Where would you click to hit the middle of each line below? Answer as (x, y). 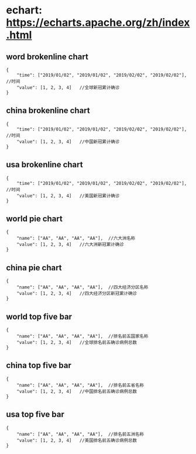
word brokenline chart (47, 56)
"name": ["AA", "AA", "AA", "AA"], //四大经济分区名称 (82, 287)
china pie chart (34, 268)
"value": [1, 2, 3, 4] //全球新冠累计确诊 (68, 88)
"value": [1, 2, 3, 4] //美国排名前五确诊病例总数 (77, 440)
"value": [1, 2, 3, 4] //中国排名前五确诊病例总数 (77, 391)
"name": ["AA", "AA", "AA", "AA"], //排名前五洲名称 (80, 434)
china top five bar (39, 365)
